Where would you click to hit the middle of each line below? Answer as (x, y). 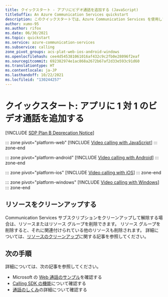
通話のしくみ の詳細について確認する (50, 290)
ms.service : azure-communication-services (50, 43)
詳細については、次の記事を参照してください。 (53, 266)
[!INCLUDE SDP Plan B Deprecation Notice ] (50, 133)
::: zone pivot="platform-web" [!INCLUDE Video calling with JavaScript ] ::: (81, 142)
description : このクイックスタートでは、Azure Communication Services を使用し (84, 19)
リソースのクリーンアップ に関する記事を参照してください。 (88, 236)
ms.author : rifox (23, 29)
